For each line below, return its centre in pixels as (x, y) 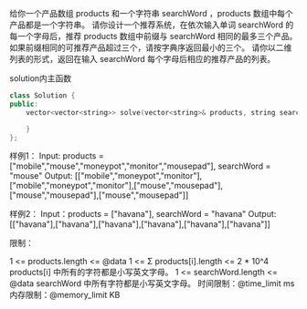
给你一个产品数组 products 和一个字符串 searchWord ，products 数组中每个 (152, 13)
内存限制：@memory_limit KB (65, 295)
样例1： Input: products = (57, 156)
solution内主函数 (41, 78)
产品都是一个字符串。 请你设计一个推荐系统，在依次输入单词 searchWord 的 (152, 25)
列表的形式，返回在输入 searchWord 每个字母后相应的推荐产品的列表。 (143, 59)
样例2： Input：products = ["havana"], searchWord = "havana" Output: (143, 214)
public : (24, 104)
